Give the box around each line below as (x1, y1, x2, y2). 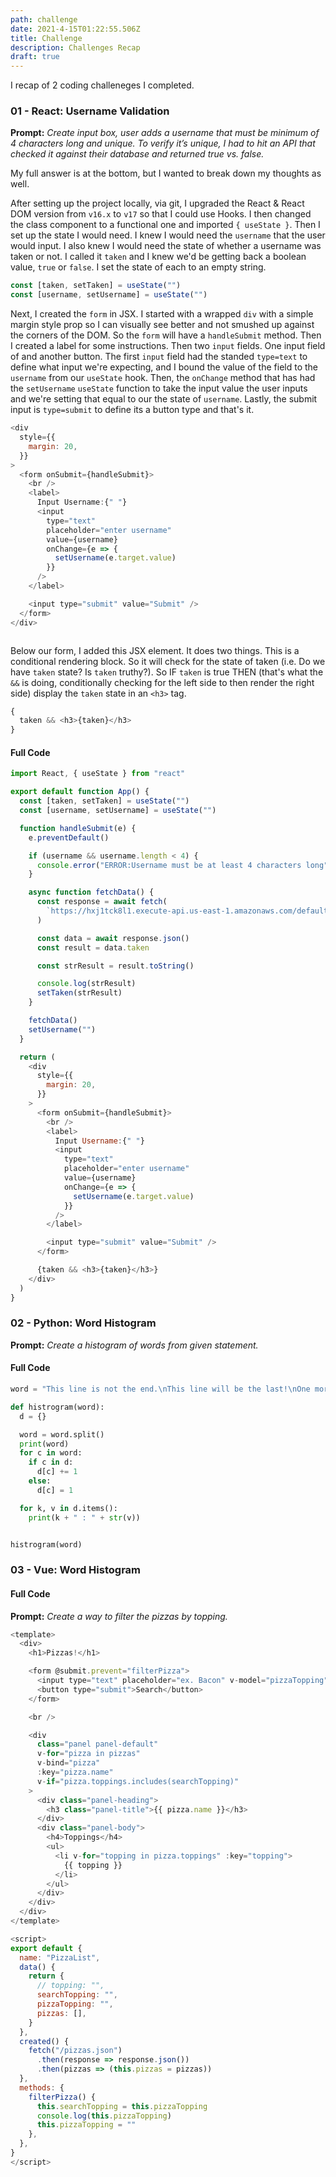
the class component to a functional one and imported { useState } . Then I (10, 219, 321, 231)
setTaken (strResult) (36, 988, 123, 998)
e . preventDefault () (28, 832, 110, 843)
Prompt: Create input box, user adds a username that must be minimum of (10, 127, 320, 139)
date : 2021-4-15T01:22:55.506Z (10, 24, 141, 34)
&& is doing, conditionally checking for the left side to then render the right (10, 676, 315, 688)
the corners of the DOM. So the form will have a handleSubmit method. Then (10, 329, 322, 341)
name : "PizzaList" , (19, 1952, 101, 1963)
